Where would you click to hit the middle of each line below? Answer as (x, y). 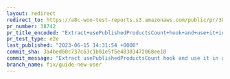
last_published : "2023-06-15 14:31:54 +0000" (72, 45)
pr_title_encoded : (33, 33)
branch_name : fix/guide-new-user (54, 65)
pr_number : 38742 (31, 26)
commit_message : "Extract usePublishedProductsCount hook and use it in (113, 58)
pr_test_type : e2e (33, 39)
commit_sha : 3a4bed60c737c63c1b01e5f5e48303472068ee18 (87, 52)
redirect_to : (25, 20)
